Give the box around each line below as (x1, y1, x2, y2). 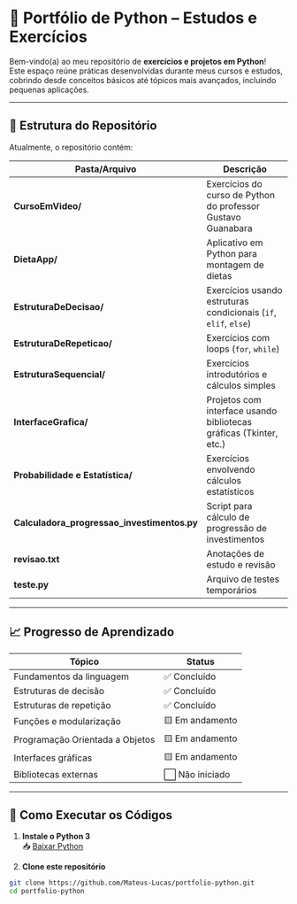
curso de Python (206, 189, 276, 201)
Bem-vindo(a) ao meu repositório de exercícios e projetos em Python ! (9, 56, 267, 66)
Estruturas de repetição (13, 699, 111, 711)
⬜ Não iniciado (163, 768, 231, 780)
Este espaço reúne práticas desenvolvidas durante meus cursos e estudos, (9, 66, 283, 76)
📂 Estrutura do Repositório (9, 119, 157, 134)
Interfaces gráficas (13, 752, 93, 764)
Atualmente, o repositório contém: (9, 142, 133, 152)
